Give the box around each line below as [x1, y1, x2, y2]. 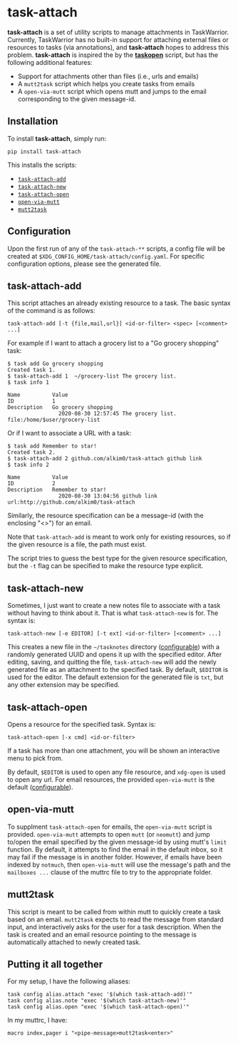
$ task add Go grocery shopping [7, 361, 103, 368]
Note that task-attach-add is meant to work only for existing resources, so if [7, 532, 231, 542]
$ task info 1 [7, 379, 50, 386]
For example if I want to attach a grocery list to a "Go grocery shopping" [7, 339, 219, 348]
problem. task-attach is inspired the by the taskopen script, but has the [7, 51, 219, 59]
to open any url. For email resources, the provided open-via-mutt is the [7, 775, 215, 784]
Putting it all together [7, 958, 103, 971]
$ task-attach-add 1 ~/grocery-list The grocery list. [7, 373, 177, 380]
